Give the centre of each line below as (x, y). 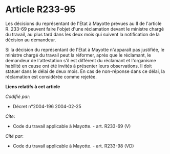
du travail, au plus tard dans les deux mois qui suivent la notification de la (82, 34)
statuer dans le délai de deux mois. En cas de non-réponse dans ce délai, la (85, 71)
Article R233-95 (40, 9)
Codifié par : (18, 96)
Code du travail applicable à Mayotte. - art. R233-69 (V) (72, 126)
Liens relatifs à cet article (33, 86)
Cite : (10, 116)
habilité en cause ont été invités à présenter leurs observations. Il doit (79, 66)
